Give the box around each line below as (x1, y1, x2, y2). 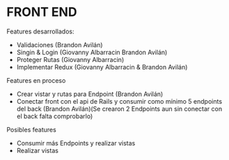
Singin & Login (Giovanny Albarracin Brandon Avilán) (16, 48, 168, 56)
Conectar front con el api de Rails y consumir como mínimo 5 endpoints (16, 97, 223, 105)
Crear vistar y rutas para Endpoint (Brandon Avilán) (16, 90, 164, 98)
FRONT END (6, 4, 77, 20)
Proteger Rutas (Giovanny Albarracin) (16, 55, 125, 63)
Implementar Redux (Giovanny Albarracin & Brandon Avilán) (16, 63, 188, 71)
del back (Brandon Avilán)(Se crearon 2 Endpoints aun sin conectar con (16, 104, 223, 113)
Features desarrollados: (6, 27, 74, 35)
